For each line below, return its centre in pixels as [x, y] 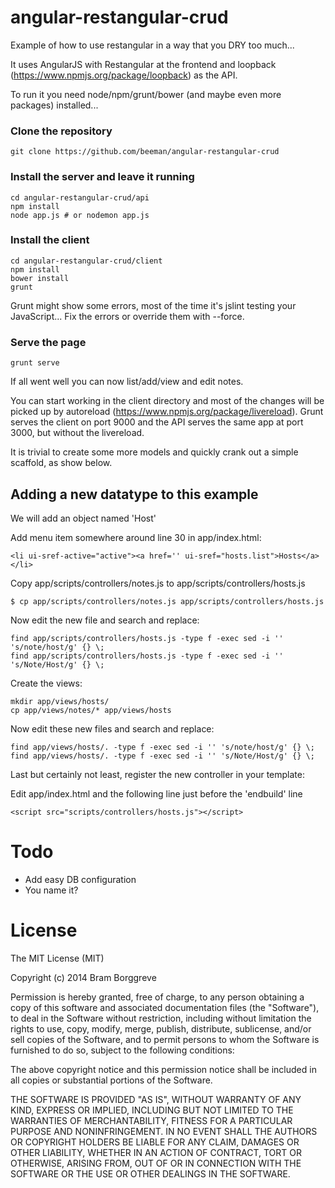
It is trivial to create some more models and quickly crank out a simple [154, 452]
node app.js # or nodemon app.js [80, 215]
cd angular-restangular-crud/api [80, 197]
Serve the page [48, 342]
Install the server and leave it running [102, 177]
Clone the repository [61, 131]
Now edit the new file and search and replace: [105, 620]
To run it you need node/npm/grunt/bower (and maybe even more [146, 94]
